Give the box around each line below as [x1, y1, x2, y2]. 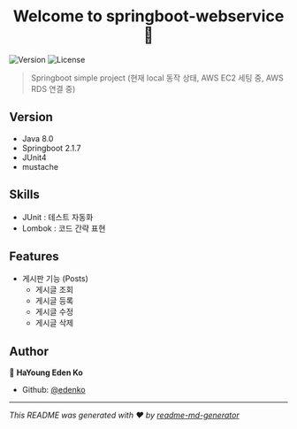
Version [9, 110, 53, 125]
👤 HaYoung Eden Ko [9, 367, 84, 378]
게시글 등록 [34, 295, 73, 306]
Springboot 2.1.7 [21, 142, 81, 153]
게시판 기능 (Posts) [21, 273, 88, 284]
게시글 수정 [34, 307, 73, 318]
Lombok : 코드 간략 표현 [21, 223, 106, 234]
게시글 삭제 [34, 318, 73, 328]
